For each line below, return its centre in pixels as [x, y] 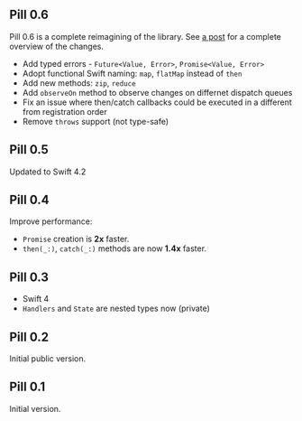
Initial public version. [48, 359]
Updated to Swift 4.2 [48, 172]
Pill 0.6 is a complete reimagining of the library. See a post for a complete [145, 36]
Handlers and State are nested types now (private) [116, 309]
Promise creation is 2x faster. [76, 239]
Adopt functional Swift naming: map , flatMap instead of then [132, 73]
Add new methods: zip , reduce [79, 83]
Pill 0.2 [29, 337]
